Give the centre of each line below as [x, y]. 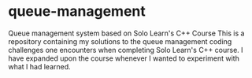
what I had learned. [39, 66]
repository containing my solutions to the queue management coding [120, 41]
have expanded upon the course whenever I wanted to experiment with [124, 58]
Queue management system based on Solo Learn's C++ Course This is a [126, 33]
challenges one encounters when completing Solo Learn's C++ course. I [126, 50]
